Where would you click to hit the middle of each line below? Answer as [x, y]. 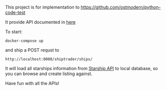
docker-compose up [24, 41]
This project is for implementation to [42, 7]
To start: [14, 32]
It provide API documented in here [40, 22]
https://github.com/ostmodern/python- [121, 7]
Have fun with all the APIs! [32, 83]
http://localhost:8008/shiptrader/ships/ [49, 59]
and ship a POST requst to [32, 50]
